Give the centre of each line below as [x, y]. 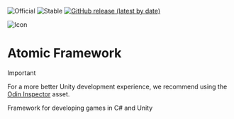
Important [22, 73]
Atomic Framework [65, 53]
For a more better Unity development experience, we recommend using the [117, 86]
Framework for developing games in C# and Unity [80, 108]
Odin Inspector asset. [39, 94]
